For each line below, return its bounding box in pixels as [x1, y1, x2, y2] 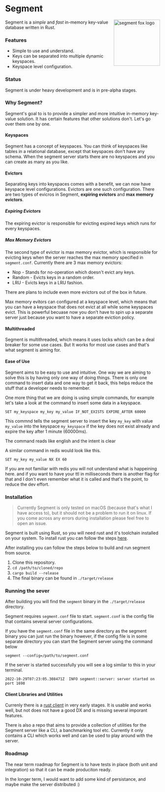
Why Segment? [5, 99, 43, 106]
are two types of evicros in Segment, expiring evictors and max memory [5, 191, 154, 197]
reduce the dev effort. [5, 481, 50, 487]
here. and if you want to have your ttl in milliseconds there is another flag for [5, 471, 160, 477]
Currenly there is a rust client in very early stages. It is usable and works [5, 702, 151, 708]
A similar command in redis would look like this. [5, 447, 101, 453]
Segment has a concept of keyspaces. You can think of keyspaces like [5, 143, 148, 149]
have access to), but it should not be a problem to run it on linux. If [17, 510, 152, 516]
